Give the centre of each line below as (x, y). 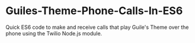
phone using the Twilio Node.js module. (54, 33)
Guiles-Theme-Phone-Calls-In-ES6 (94, 11)
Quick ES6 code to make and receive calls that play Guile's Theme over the (97, 27)
